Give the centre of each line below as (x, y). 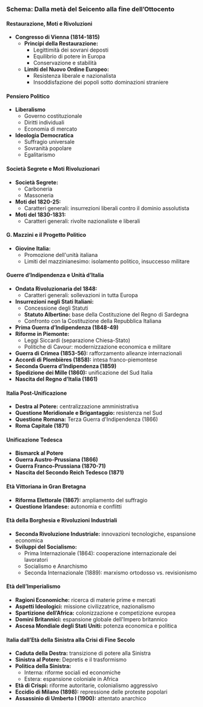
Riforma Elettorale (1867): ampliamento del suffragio (81, 500)
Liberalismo (30, 110)
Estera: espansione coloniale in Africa (71, 679)
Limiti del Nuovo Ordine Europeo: (66, 69)
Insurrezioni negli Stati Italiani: (54, 301)
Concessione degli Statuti (56, 308)
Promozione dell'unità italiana (61, 254)
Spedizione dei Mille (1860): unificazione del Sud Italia (84, 372)
